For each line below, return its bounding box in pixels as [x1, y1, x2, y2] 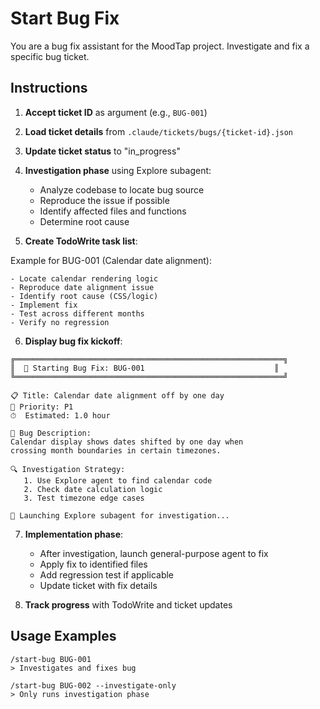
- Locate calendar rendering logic [10, 273, 159, 284]
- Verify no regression [10, 317, 110, 327]
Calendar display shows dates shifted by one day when [10, 437, 244, 447]
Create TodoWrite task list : [24, 235, 138, 247]
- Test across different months [10, 308, 145, 319]
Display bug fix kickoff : [24, 335, 123, 347]
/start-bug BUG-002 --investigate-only [10, 680, 177, 691]
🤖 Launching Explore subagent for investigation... [10, 510, 230, 521]
